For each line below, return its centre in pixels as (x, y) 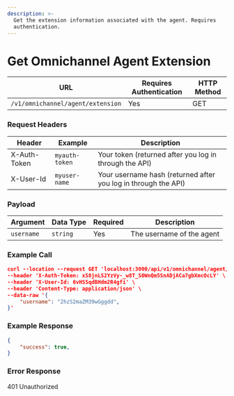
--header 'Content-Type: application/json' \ (74, 289)
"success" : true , (45, 347)
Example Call (30, 254)
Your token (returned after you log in (157, 154)
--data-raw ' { (28, 295)
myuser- (67, 175)
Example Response (40, 326)
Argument (28, 222)
